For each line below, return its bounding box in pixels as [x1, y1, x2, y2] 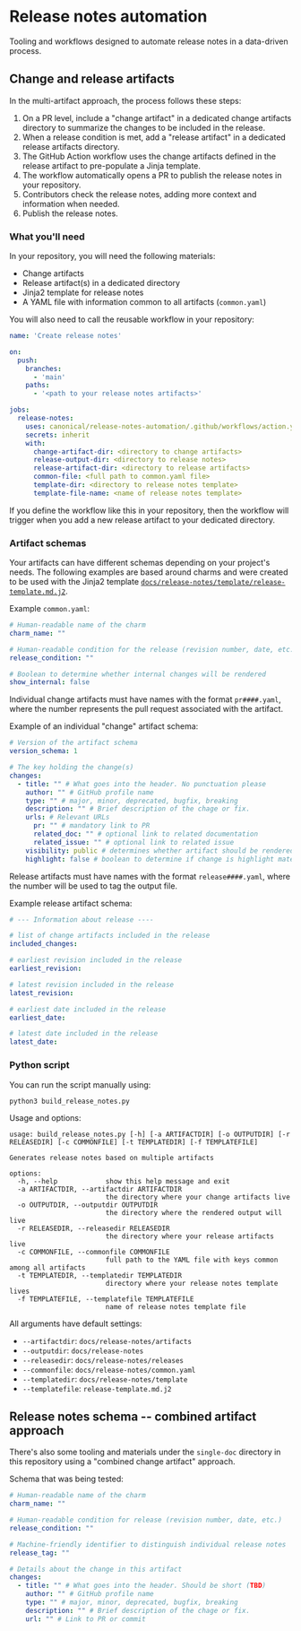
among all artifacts [9, 1262, 87, 1272]
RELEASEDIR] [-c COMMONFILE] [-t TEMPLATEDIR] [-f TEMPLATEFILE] [9, 1137, 258, 1147]
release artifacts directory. [21, 141, 120, 152]
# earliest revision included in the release [9, 956, 182, 965]
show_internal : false [9, 678, 90, 687]
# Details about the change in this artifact [9, 1565, 182, 1574]
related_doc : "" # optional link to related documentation [32, 829, 258, 839]
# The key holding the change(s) [9, 763, 134, 772]
